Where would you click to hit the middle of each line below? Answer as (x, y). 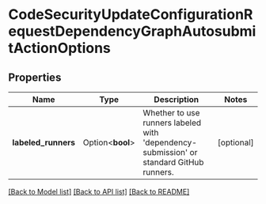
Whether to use (171, 113)
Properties (35, 77)
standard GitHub (173, 162)
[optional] (236, 142)
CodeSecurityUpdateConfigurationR (131, 15)
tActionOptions (59, 48)
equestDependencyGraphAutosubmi (132, 31)
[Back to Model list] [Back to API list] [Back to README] (99, 192)
